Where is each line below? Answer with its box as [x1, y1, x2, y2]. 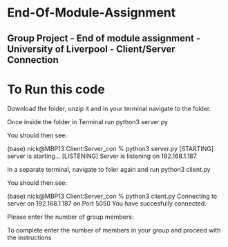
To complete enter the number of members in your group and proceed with [7, 226, 221, 234]
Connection [7, 54, 59, 66]
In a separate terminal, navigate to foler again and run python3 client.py [7, 165, 211, 173]
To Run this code [7, 81, 105, 97]
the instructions [7, 233, 52, 241]
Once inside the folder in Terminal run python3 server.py [7, 117, 168, 126]
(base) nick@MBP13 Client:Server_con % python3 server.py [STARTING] [7, 144, 214, 152]
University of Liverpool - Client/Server [7, 43, 176, 55]
